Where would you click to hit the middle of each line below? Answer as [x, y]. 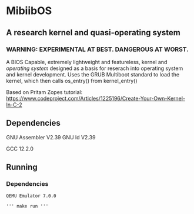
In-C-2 [14, 105]
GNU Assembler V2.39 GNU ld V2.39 [51, 137]
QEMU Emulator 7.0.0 [31, 196]
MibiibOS [29, 11]
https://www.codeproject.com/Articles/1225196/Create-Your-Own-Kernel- [96, 98]
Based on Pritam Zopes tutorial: [44, 92]
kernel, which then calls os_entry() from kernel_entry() [72, 81]
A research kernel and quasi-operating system [93, 33]
